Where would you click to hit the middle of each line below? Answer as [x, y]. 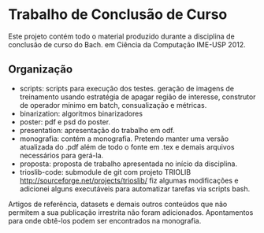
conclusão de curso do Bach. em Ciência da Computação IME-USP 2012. [127, 44]
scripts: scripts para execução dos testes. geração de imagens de [127, 88]
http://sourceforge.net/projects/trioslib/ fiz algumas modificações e [129, 180]
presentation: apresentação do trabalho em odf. [97, 130]
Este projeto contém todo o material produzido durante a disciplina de [121, 36]
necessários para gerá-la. [61, 155]
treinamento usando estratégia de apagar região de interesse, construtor [138, 97]
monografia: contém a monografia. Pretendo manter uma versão [124, 139]
